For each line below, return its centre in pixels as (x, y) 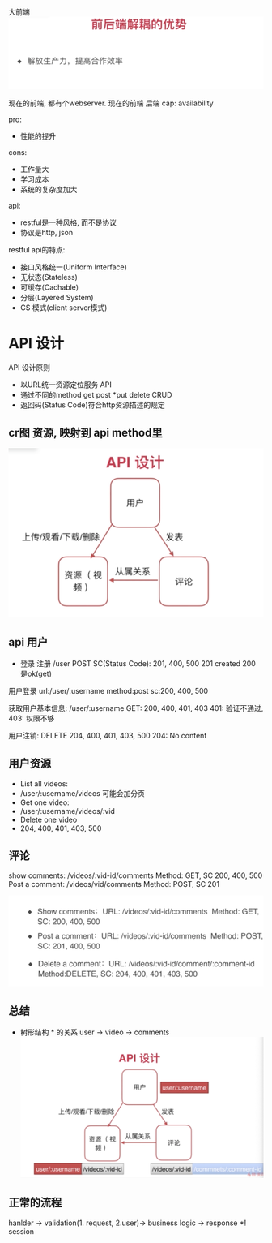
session (21, 1231)
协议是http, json (47, 232)
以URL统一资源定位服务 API (66, 385)
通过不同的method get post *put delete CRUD (96, 394)
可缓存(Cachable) (49, 287)
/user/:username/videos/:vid (68, 811)
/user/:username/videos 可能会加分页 (83, 793)
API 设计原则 (30, 367)
